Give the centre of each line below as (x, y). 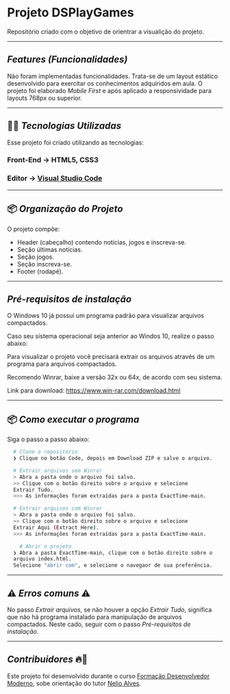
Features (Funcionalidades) (67, 60)
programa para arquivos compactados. (62, 364)
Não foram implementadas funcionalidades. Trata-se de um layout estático (113, 76)
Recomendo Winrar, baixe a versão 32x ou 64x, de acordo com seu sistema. (115, 377)
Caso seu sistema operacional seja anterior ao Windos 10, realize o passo (111, 336)
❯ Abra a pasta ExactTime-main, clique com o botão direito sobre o (113, 553)
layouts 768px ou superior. (44, 98)
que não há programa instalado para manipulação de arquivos (95, 617)
